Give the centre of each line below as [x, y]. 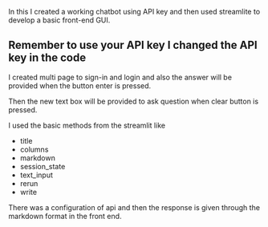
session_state [43, 166]
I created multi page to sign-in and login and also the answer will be [120, 77]
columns [34, 149]
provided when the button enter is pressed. [80, 85]
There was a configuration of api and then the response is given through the [134, 207]
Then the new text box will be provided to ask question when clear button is [134, 101]
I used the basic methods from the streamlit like [87, 125]
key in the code [47, 58]
